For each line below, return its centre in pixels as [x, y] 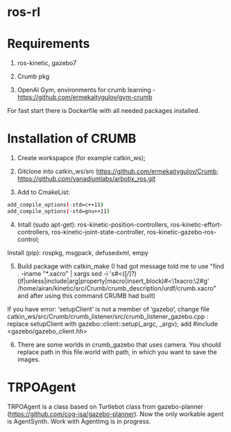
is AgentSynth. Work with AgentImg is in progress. [79, 421]
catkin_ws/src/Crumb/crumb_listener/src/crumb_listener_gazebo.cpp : [108, 316]
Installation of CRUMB [72, 139]
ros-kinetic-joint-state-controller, [99, 232]
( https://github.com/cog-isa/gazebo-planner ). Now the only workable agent [115, 414]
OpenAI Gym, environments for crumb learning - [86, 90]
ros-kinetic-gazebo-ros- [182, 232]
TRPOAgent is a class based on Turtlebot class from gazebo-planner [105, 406]
